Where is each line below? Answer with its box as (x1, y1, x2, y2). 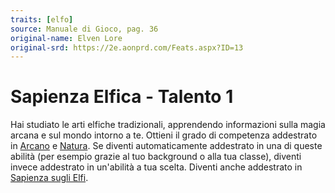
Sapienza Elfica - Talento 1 (10, 86, 234, 108)
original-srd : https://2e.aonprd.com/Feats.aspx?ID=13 (10, 42, 244, 53)
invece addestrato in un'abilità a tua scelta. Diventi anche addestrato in (10, 161, 303, 173)
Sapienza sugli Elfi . (10, 172, 89, 184)
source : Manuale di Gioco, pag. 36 (10, 24, 159, 34)
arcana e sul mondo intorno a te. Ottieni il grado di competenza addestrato (10, 129, 318, 141)
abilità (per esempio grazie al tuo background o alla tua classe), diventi (10, 151, 302, 163)
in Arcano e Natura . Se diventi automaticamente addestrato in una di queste (10, 140, 323, 152)
